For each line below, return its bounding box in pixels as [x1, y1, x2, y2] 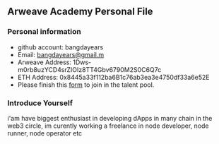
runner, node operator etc [7, 128, 83, 137]
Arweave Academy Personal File [7, 6, 153, 18]
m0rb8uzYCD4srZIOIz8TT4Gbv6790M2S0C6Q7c [17, 65, 162, 73]
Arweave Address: [17, 58, 72, 66]
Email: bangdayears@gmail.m [17, 50, 105, 59]
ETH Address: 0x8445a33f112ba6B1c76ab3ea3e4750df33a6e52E [17, 73, 210, 81]
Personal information [7, 27, 81, 37]
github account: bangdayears [17, 42, 104, 52]
